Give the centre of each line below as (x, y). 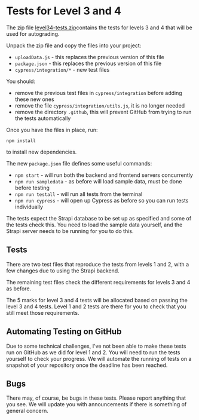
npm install (21, 141)
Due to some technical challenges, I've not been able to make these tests (96, 346)
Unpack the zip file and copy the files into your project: (74, 45)
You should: (21, 81)
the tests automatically (43, 118)
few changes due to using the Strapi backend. (63, 271)
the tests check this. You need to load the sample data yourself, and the (94, 225)
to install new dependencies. (42, 152)
